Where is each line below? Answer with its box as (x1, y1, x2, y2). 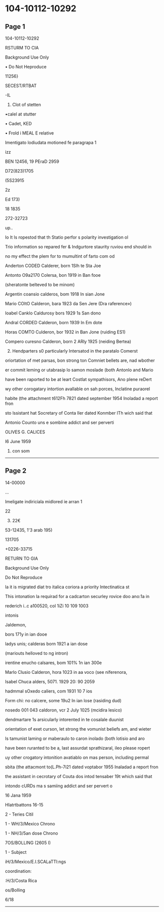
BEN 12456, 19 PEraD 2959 (5, 158, 60, 164)
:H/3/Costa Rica (5, 877, 38, 883)
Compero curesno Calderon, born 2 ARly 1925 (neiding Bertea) (5, 338, 131, 344)
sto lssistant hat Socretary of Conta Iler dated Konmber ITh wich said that (5, 410, 153, 416)
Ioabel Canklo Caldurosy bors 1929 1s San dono (5, 310, 101, 316)
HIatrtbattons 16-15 (5, 801, 44, 807)
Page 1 (5, 22, 25, 31)
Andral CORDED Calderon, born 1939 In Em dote (5, 320, 102, 325)
